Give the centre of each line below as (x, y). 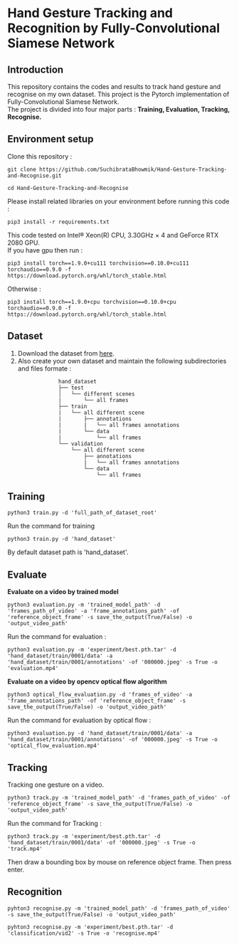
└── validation (80, 444)
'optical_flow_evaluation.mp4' (54, 746)
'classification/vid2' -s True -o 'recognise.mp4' (84, 933)
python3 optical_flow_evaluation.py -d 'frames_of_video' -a (100, 695)
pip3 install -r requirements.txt (59, 222)
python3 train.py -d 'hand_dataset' (62, 539)
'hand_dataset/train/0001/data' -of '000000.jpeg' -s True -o (101, 843)
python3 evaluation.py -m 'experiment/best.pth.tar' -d (92, 650)
